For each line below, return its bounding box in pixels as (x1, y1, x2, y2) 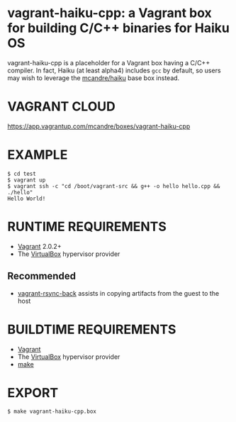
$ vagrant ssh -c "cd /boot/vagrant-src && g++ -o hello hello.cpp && (7, 182, 220, 189)
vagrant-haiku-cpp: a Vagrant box (7, 5, 213, 21)
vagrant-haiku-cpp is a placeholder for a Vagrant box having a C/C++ (7, 58, 210, 67)
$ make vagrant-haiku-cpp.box (7, 408, 97, 416)
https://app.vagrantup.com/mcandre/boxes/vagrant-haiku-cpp (7, 122, 191, 131)
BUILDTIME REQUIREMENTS (7, 321, 176, 338)
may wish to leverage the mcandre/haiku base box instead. (7, 73, 180, 82)
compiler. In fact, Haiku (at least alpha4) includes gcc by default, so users (7, 66, 221, 74)
